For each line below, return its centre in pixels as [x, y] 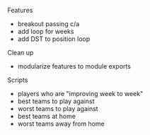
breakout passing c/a [48, 24]
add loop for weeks [46, 31]
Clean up [21, 53]
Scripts [18, 80]
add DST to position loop [54, 39]
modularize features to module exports [74, 66]
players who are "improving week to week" [80, 94]
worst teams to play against [58, 108]
